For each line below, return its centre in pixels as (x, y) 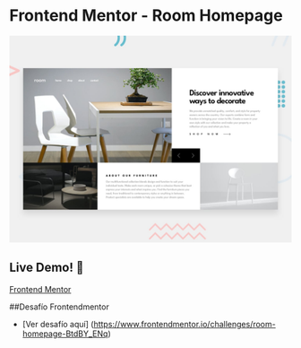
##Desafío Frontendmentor (59, 307)
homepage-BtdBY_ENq (65, 334)
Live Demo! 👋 (47, 268)
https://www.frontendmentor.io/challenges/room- (185, 324)
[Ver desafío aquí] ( (58, 324)
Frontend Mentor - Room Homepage (146, 16)
